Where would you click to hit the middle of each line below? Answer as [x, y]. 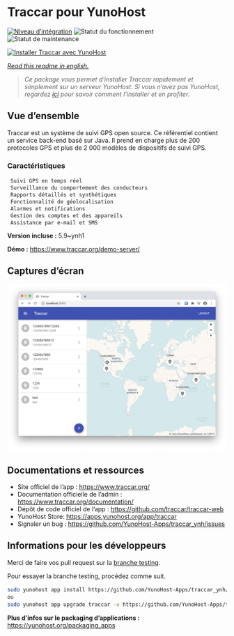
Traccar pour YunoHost [77, 12]
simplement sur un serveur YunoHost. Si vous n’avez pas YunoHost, [122, 86]
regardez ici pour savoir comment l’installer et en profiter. [107, 94]
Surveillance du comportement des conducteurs [79, 188]
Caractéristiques [36, 166]
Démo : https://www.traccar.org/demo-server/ [74, 249]
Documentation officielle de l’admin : [70, 495]
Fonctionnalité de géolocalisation [62, 202]
